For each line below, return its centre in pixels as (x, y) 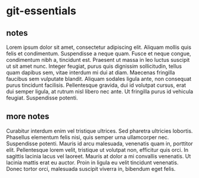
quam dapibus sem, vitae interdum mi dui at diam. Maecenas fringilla (91, 72)
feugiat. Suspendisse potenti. (42, 98)
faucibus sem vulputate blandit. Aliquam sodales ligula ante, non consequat (99, 79)
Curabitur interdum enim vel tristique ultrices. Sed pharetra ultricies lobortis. (99, 131)
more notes (28, 116)
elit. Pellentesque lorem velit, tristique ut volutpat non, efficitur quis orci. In (97, 149)
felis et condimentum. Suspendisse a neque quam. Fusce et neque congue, (99, 54)
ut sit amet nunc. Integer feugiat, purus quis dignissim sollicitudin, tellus (94, 66)
